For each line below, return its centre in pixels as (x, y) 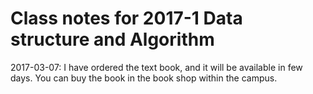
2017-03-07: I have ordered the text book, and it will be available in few (156, 67)
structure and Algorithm (112, 39)
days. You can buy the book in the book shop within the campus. (144, 78)
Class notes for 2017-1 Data (126, 18)
